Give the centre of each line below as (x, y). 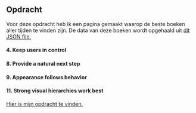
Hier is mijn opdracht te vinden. (45, 104)
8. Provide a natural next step (43, 64)
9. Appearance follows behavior (47, 77)
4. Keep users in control (36, 50)
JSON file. (19, 36)
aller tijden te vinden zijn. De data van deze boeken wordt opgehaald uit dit (98, 30)
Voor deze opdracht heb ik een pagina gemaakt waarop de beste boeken (96, 24)
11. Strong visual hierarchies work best (55, 91)
